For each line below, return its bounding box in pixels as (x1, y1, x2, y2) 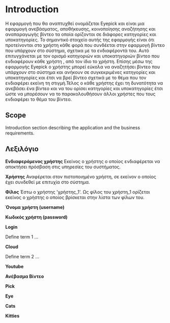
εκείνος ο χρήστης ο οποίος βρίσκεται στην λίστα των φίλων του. (5, 194, 145, 200)
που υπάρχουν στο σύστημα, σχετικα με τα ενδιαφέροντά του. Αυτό (5, 47, 149, 53)
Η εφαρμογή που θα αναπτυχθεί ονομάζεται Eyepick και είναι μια (5, 20, 145, 26)
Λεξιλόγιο (5, 145, 39, 153)
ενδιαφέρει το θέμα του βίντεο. (5, 96, 72, 102)
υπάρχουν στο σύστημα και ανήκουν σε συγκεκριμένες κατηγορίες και (5, 69, 156, 75)
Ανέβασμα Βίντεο (5, 273, 44, 279)
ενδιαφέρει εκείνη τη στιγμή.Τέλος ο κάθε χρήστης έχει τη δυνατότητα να (5, 80, 163, 86)
